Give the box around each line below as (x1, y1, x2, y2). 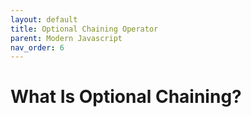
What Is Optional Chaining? (10, 86, 242, 108)
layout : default (10, 14, 78, 25)
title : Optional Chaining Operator (10, 24, 159, 34)
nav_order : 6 (10, 42, 65, 53)
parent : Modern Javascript (10, 33, 123, 43)
